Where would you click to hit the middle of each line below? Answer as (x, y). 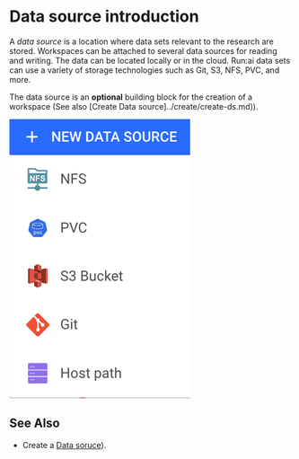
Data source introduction (104, 17)
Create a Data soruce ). (64, 445)
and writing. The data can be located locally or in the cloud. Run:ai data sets (150, 60)
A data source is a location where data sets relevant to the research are (141, 41)
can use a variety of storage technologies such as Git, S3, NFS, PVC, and (145, 70)
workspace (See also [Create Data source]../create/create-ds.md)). (134, 106)
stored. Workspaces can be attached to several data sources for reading (143, 50)
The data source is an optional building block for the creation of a (131, 97)
